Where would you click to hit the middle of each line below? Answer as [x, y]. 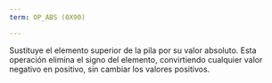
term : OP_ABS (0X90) [48, 17]
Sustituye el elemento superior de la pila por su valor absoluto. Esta [133, 50]
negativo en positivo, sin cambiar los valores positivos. [110, 69]
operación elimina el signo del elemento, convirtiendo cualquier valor [136, 59]
